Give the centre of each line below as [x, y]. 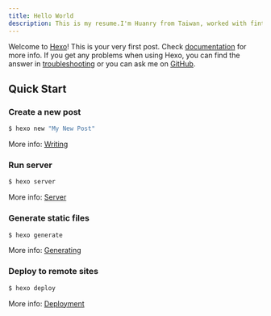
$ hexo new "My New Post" [52, 129]
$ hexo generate [35, 235]
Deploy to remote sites [54, 272]
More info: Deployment [46, 303]
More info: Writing [38, 144]
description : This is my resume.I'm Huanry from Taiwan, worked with [128, 23]
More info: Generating [45, 251]
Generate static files [49, 218]
